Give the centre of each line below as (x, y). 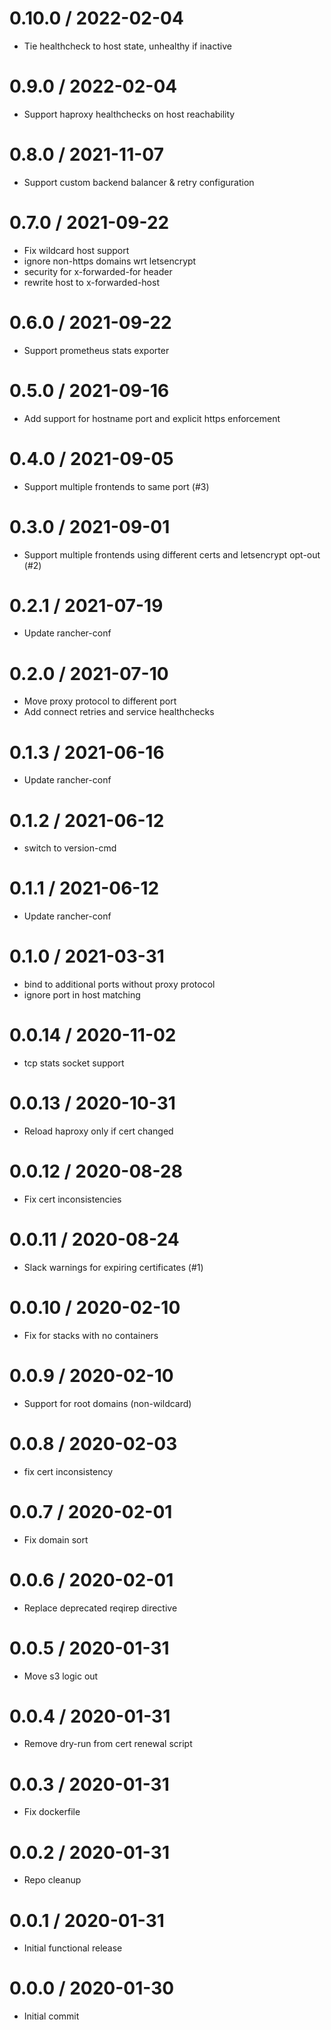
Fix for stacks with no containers (91, 1335)
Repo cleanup (52, 1880)
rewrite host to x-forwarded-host (91, 282)
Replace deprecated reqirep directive (100, 1608)
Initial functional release (73, 1948)
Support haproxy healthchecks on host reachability (129, 114)
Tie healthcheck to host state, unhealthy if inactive (127, 46)
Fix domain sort (56, 1539)
